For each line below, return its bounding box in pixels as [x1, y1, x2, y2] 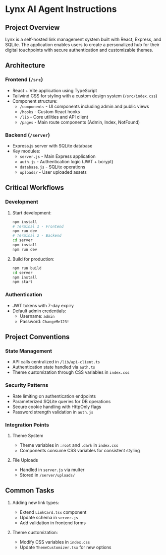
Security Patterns [5, 382, 49, 389]
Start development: [12, 209, 52, 215]
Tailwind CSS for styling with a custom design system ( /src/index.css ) [12, 93, 158, 99]
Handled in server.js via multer [19, 467, 85, 473]
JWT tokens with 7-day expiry [12, 302, 74, 308]
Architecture [5, 61, 46, 70]
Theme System [12, 432, 44, 438]
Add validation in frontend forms [19, 520, 86, 526]
